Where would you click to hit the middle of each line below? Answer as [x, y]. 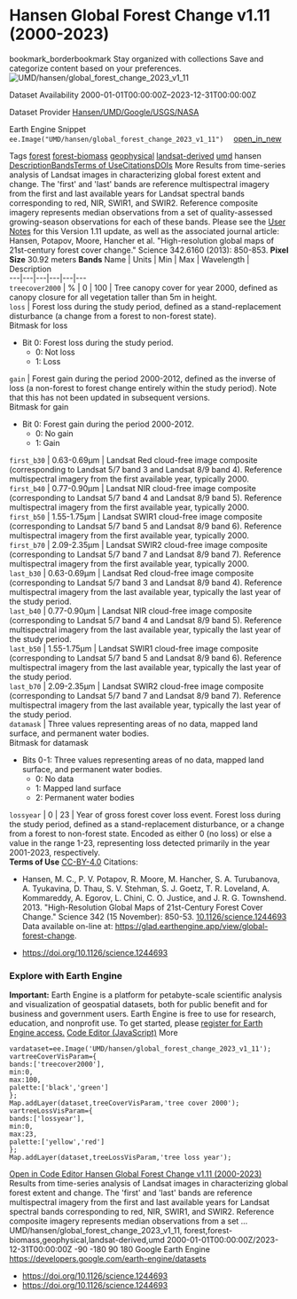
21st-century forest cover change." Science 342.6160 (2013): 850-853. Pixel [149, 250]
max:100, [25, 1080]
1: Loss [48, 361]
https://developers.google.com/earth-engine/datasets [108, 1259]
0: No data [55, 779]
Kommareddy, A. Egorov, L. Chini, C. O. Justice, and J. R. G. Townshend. [154, 897]
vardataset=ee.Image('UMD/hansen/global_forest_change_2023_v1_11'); [141, 1049]
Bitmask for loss [39, 325]
